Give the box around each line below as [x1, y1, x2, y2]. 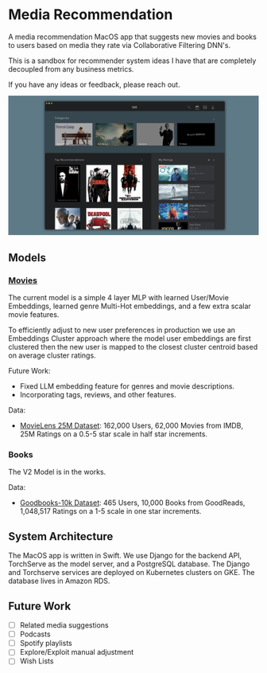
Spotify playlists [19, 639, 73, 648]
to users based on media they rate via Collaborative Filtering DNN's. [8, 40, 231, 49]
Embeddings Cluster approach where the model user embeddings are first [8, 334, 252, 343]
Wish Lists [19, 656, 54, 666]
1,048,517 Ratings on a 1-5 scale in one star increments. [19, 507, 202, 516]
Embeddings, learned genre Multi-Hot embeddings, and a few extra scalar [8, 301, 252, 311]
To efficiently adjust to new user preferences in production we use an [8, 325, 236, 335]
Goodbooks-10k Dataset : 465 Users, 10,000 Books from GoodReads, [19, 498, 246, 507]
